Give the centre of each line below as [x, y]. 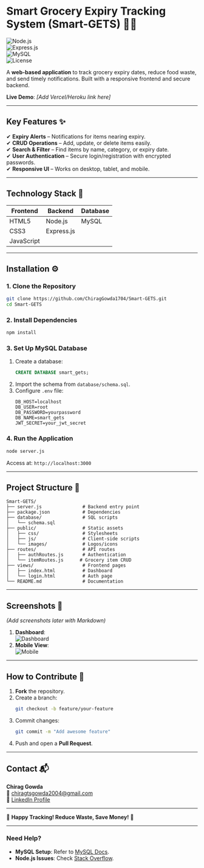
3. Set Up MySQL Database [47, 348]
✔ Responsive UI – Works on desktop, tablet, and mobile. [78, 169]
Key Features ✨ [36, 122]
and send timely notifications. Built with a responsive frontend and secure [98, 79]
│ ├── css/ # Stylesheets [62, 534]
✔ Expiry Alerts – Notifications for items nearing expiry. [76, 136]
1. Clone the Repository [41, 286]
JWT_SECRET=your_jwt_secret [50, 423]
